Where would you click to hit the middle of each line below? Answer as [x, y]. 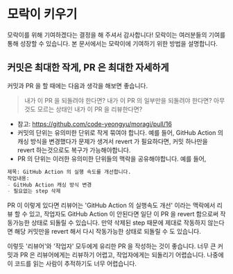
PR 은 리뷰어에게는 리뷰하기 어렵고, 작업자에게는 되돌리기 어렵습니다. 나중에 [122, 255]
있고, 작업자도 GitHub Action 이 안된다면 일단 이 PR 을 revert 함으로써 [124, 214]
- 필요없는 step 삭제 [34, 191]
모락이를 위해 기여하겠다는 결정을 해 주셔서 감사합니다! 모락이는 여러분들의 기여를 [116, 35]
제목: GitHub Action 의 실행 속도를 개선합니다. [69, 172]
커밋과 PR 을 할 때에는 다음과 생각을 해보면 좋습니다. [77, 86]
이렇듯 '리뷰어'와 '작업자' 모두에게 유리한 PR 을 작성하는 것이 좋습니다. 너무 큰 [112, 246]
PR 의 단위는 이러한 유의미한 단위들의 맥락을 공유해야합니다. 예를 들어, [112, 159]
